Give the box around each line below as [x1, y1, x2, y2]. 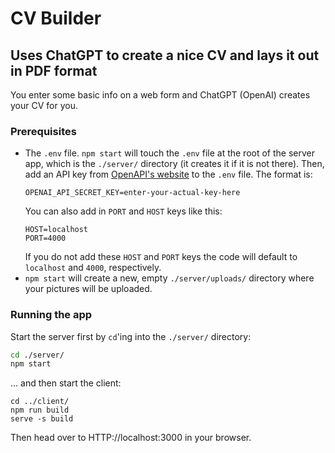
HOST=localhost [24, 225, 89, 235]
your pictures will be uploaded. [24, 283, 153, 295]
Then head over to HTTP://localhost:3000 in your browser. [10, 432, 252, 444]
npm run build [10, 405, 70, 416]
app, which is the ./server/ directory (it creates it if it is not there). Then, [24, 158, 325, 170]
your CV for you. [10, 100, 78, 111]
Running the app [10, 308, 93, 322]
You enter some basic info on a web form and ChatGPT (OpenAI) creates [10, 89, 311, 101]
